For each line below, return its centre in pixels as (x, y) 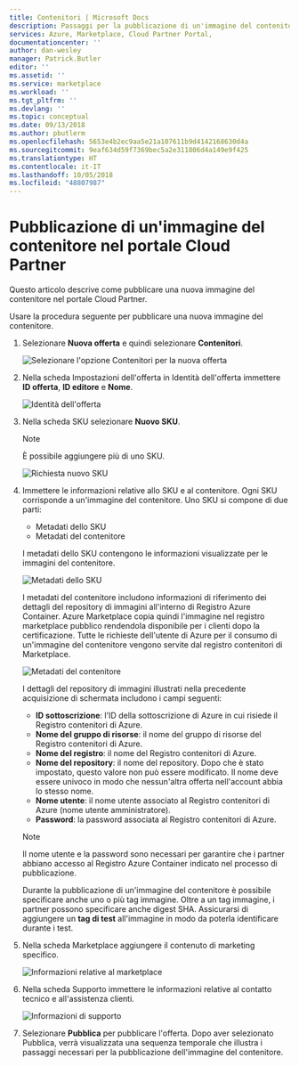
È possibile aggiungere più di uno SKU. (93, 456)
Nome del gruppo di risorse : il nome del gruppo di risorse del (148, 735)
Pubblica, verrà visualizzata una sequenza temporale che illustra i (142, 1043)
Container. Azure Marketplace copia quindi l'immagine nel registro (143, 616)
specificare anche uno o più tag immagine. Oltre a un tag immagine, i (148, 899)
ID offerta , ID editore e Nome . (77, 387)
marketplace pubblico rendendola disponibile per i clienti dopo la (141, 626)
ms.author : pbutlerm (48, 134)
